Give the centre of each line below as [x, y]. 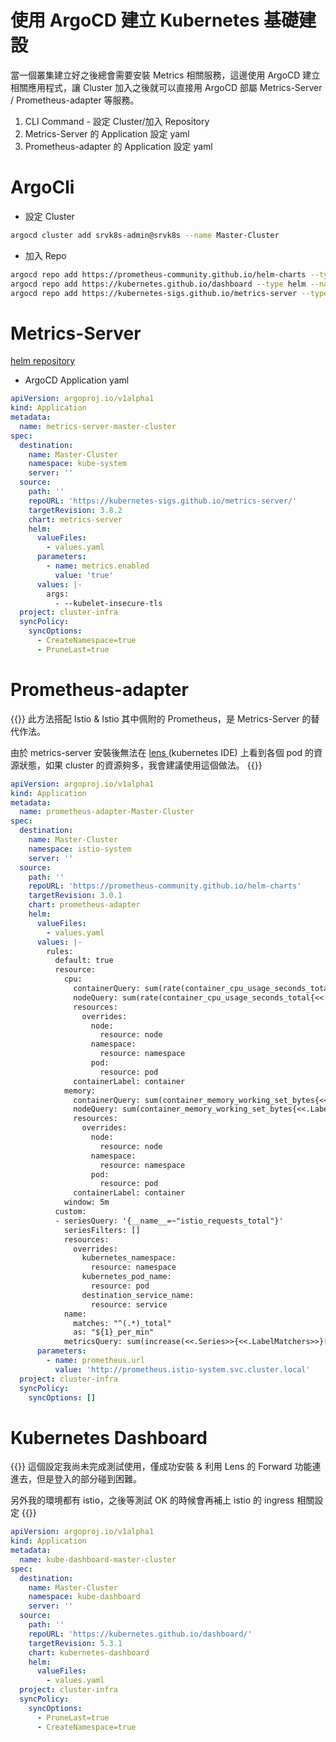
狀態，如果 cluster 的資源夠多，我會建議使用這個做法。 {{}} [140, 765]
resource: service [129, 1304]
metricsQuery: [93, 1342]
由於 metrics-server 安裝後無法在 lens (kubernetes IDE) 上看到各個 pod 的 [162, 752]
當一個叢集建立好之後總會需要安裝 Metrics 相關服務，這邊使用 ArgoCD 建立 [165, 75]
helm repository [43, 361]
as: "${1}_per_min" [114, 1332]
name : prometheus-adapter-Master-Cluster [107, 812]
